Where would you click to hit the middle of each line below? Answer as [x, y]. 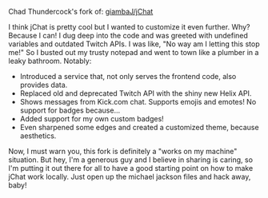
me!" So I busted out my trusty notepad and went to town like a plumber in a [134, 52]
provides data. [44, 85]
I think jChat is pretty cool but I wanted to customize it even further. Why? [129, 27]
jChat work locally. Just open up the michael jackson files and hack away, [130, 176]
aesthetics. [38, 136]
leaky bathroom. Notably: [50, 61]
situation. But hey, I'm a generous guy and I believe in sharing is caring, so [131, 160]
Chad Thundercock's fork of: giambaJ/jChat [81, 12]
